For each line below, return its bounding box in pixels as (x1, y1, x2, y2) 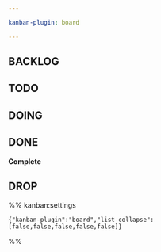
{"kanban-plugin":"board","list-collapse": (8, 216, 155, 224)
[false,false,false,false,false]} (8, 223, 123, 231)
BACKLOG (8, 55, 59, 68)
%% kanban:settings (8, 200, 77, 210)
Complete (8, 156, 42, 166)
